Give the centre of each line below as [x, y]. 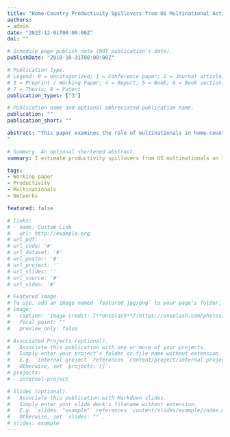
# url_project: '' [33, 265]
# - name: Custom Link [39, 227]
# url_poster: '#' [33, 259]
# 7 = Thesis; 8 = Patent [44, 89]
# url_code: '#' [30, 246]
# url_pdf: [23, 240]
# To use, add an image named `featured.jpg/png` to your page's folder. [115, 303]
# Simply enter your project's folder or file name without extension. [115, 353]
